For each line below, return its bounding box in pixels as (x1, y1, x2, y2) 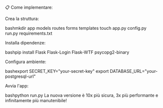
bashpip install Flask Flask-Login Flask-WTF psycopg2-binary (5, 49, 129, 55)
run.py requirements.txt (5, 30, 53, 36)
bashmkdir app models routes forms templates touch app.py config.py (5, 25, 147, 31)
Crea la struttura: (5, 16, 39, 22)
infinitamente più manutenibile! (5, 98, 67, 103)
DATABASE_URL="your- (109, 68, 158, 74)
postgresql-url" (5, 73, 36, 79)
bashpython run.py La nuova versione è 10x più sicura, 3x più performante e (5, 92, 159, 98)
